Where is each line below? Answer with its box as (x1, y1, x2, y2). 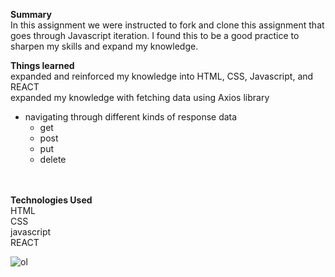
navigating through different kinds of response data (24, 111, 238, 123)
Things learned (10, 60, 75, 71)
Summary (10, 9, 52, 20)
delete (39, 154, 67, 165)
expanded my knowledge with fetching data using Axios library (10, 92, 270, 103)
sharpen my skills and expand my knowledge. (10, 40, 199, 52)
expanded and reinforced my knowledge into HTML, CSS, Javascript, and (10, 70, 314, 82)
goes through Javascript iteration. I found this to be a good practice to (10, 30, 300, 41)
